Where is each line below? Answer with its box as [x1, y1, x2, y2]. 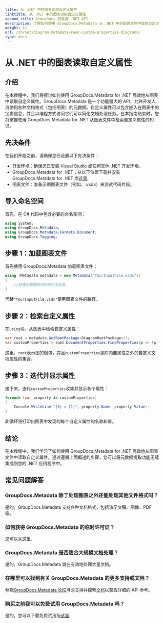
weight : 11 [5, 26, 27, 30]
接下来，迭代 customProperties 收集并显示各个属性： [5, 386, 109, 391]
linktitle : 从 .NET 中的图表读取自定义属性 [5, 12, 86, 17]
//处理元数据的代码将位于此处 [14, 282, 66, 287]
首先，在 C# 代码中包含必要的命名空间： [5, 211, 86, 217]
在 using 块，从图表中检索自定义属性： [5, 326, 81, 332]
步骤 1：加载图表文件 [5, 249, 67, 258]
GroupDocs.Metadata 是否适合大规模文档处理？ [5, 549, 119, 556]
